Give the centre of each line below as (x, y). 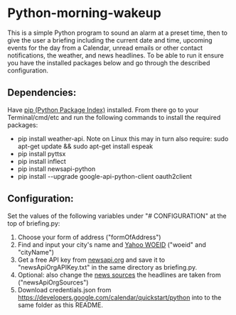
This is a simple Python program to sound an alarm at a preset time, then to (118, 33)
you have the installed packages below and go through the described (109, 62)
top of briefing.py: (34, 223)
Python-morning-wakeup (84, 13)
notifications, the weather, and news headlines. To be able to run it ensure (116, 55)
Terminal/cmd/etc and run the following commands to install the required (114, 117)
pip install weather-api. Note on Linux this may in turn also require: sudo (123, 138)
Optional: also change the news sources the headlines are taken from (119, 275)
